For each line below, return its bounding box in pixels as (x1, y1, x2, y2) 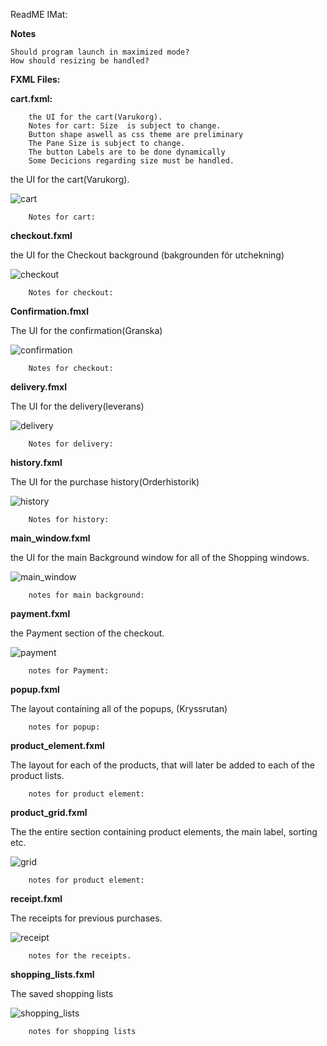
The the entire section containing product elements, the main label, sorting (10, 826, 318, 838)
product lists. (10, 770, 65, 781)
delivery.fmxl (10, 381, 67, 393)
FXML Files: (10, 74, 61, 85)
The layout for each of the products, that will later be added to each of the (10, 759, 316, 771)
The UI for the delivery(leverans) (10, 400, 145, 412)
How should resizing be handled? (10, 56, 150, 66)
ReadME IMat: (10, 9, 68, 20)
